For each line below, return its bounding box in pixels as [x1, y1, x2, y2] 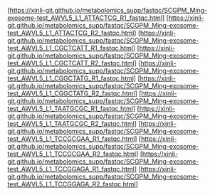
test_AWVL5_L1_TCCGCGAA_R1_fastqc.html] [7, 135, 137, 143]
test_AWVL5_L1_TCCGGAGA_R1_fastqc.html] [7, 165, 137, 173]
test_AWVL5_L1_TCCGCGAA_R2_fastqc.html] [7, 149, 139, 158]
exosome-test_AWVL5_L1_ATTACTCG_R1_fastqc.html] [7, 14, 165, 22]
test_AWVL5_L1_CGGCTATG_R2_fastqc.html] [7, 89, 137, 97]
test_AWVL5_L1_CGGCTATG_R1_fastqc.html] [7, 74, 137, 83]
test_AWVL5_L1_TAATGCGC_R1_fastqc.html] [7, 105, 136, 112]
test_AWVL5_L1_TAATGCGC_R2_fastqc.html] [7, 120, 137, 127]
